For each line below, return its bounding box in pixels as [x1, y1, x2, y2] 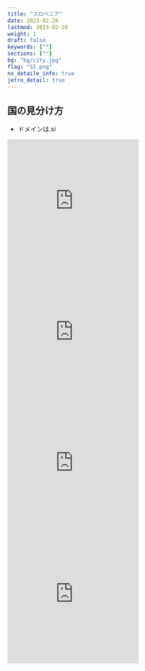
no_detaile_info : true [7, 70, 75, 77]
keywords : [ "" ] [7, 43, 53, 50]
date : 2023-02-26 [7, 17, 59, 24]
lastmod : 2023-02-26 [7, 23, 69, 31]
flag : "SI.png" [7, 63, 53, 70]
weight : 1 [7, 30, 37, 38]
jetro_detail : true [7, 76, 65, 84]
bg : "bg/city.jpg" [7, 57, 62, 64]
